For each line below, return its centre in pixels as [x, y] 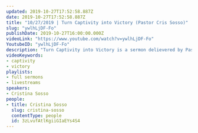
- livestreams [24, 83]
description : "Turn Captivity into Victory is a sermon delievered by [95, 50]
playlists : [19, 72]
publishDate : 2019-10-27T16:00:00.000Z [55, 34]
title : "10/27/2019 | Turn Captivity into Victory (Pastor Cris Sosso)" [97, 22]
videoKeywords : [25, 55]
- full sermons [25, 77]
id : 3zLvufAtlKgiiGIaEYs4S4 [46, 121]
